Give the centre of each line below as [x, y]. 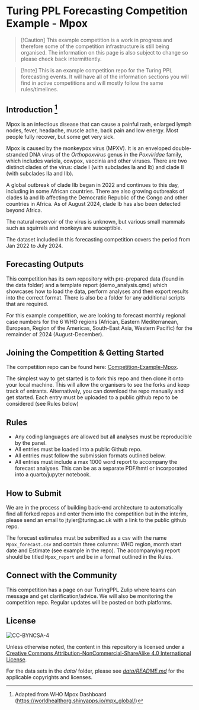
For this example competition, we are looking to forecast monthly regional [96, 315]
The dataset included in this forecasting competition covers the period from [98, 239]
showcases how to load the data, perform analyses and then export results [97, 291]
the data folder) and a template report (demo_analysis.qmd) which [87, 285]
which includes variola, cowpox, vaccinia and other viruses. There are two [97, 161]
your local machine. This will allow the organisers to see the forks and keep [98, 385]
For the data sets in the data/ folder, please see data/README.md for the [95, 671]
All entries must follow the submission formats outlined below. [90, 456]
